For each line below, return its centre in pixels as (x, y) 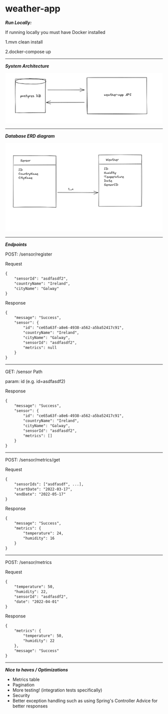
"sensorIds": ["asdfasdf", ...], (49, 484)
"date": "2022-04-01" (36, 601)
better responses (30, 706)
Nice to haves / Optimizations (37, 669)
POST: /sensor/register (29, 254)
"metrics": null (40, 347)
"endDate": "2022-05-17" (40, 494)
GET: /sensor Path (24, 371)
